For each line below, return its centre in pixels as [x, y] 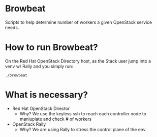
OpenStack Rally [29, 124]
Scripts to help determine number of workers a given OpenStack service [78, 22]
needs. [12, 27]
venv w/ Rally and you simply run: [39, 66]
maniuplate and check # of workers [56, 119]
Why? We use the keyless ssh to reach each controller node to [83, 113]
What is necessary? [47, 95]
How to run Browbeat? [52, 48]
